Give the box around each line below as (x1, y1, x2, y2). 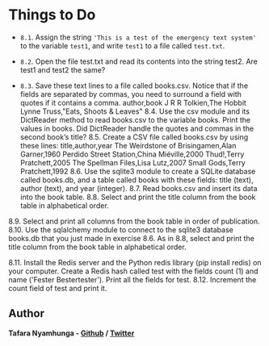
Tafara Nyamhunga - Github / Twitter (8, 328, 135, 338)
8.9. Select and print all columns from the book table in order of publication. (8, 216, 260, 226)
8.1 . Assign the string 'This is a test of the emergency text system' (19, 32, 257, 42)
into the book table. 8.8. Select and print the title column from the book (19, 192, 256, 202)
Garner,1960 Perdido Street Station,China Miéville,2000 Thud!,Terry (19, 149, 245, 159)
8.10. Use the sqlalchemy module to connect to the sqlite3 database (8, 224, 234, 235)
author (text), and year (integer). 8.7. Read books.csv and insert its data (19, 183, 258, 193)
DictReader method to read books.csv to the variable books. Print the (19, 115, 251, 124)
